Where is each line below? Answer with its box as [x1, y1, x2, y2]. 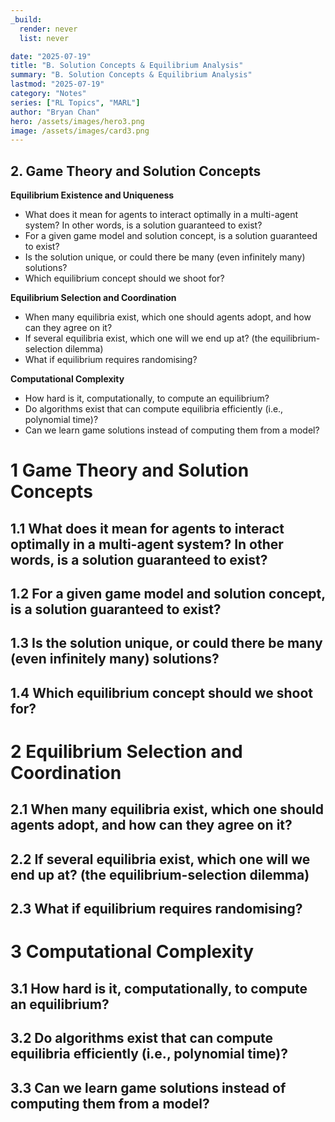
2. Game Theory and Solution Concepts [10, 162, 262, 180]
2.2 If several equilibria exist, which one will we [10, 851, 311, 868]
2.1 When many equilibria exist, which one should [10, 801, 325, 818]
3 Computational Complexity [10, 941, 255, 963]
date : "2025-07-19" [10, 51, 92, 61]
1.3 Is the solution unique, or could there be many [10, 635, 323, 652]
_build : [10, 14, 43, 25]
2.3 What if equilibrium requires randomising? [10, 901, 303, 918]
